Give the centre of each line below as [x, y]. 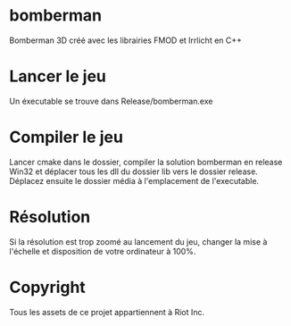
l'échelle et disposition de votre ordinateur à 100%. [103, 251]
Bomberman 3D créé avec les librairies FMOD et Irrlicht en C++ [126, 40]
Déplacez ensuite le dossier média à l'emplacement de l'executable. [134, 180]
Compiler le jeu [66, 137]
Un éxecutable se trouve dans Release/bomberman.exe [111, 101]
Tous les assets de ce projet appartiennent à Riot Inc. [107, 312]
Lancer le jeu [58, 76]
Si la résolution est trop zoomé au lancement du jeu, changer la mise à [138, 241]
